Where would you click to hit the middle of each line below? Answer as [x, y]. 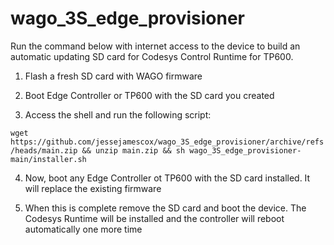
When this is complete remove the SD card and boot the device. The [165, 208]
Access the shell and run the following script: [118, 114]
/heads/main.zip [44, 150]
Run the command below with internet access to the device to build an [155, 46]
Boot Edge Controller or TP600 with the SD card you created [149, 95]
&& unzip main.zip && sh [133, 150]
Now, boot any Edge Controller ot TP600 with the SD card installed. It [167, 178]
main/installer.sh [48, 159]
